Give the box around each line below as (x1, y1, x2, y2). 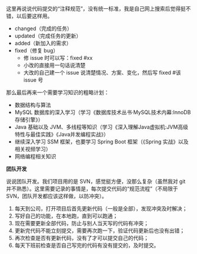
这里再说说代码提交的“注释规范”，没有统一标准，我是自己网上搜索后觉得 (6, 5, 181, 12)
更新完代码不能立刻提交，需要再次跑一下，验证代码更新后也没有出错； (14, 227, 185, 234)
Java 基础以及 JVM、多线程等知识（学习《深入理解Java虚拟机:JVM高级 (14, 123, 188, 131)
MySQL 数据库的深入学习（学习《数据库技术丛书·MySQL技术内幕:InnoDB (14, 109, 191, 116)
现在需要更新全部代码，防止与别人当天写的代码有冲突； (14, 220, 149, 226)
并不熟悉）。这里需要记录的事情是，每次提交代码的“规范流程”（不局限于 (6, 185, 178, 192)
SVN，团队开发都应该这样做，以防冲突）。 (6, 193, 108, 199)
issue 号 (23, 76, 44, 83)
